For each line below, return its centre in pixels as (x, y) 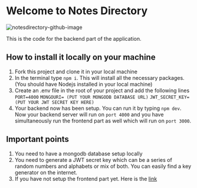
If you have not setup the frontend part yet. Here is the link (86, 179)
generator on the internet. (46, 172)
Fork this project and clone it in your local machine (76, 72)
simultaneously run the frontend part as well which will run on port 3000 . (103, 121)
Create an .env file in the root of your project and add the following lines (102, 90)
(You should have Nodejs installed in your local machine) (83, 84)
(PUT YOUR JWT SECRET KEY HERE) (54, 102)
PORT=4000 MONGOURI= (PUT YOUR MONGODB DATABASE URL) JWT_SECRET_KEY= (102, 97)
